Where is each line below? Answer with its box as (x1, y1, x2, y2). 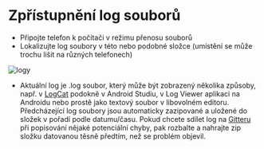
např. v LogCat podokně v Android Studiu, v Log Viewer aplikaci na (19, 88, 241, 98)
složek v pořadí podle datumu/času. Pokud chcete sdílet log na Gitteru (19, 114, 251, 124)
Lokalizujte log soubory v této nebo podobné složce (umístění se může (19, 41, 253, 50)
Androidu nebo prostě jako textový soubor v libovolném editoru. (19, 97, 230, 107)
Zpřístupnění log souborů (8, 6, 181, 25)
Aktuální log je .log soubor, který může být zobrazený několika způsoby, (19, 80, 257, 90)
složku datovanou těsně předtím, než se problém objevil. (19, 131, 206, 141)
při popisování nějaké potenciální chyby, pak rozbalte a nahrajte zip (19, 123, 242, 132)
